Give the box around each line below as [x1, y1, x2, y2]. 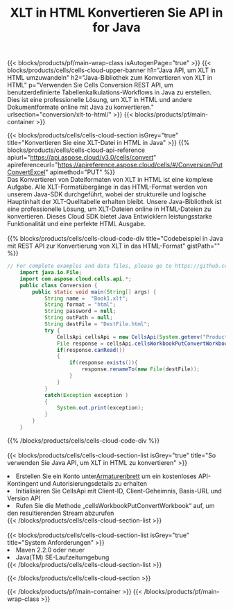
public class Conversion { [19, 282, 98, 289]
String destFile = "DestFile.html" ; [44, 321, 150, 328]
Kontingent [7, 479, 39, 487]
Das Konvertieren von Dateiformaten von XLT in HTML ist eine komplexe [7, 176, 214, 184]
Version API [7, 494, 41, 502]
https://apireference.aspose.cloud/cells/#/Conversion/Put [58, 161, 223, 169]
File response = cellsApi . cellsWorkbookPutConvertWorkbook [56, 340, 231, 347]
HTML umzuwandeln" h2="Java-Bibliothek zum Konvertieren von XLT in [7, 74, 213, 82]
